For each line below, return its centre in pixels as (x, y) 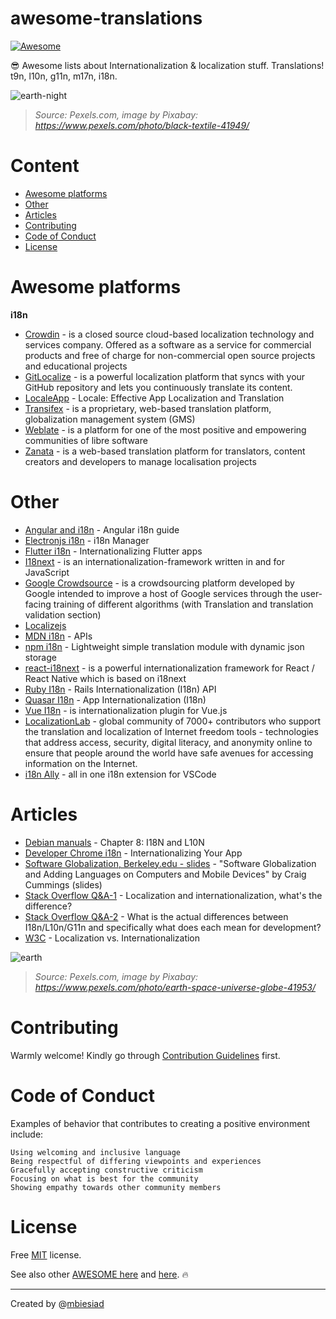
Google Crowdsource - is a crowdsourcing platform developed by (159, 583)
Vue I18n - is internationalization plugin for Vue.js (126, 710)
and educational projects (76, 366)
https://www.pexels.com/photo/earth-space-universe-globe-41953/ (175, 987)
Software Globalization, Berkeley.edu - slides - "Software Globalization (170, 863)
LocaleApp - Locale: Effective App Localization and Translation (154, 398)
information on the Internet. (81, 763)
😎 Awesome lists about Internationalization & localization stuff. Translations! (167, 65)
